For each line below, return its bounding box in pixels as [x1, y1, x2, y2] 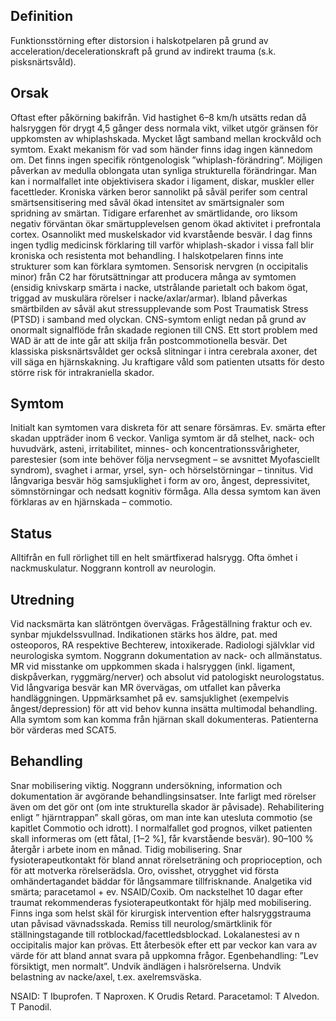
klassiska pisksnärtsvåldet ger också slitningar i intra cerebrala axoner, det [10, 345, 318, 357]
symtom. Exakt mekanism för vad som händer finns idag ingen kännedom [10, 143, 313, 155]
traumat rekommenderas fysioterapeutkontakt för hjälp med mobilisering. [10, 896, 312, 908]
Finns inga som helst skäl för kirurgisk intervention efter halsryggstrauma [10, 907, 312, 919]
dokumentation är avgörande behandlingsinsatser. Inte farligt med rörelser [10, 790, 317, 802]
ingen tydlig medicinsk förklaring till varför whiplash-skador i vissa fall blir [10, 239, 314, 251]
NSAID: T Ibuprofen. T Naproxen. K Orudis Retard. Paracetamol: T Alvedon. [10, 990, 320, 1002]
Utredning [10, 591, 75, 608]
